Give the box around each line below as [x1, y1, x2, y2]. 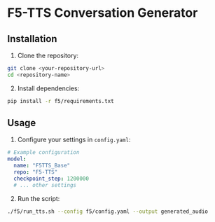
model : [7, 155, 27, 162]
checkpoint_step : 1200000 [13, 175, 90, 182]
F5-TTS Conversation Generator [7, 5, 198, 21]
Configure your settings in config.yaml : [17, 135, 131, 144]
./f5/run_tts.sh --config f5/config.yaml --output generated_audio [7, 208, 209, 215]
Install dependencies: [17, 84, 80, 92]
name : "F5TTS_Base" [13, 162, 71, 169]
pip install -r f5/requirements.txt [7, 97, 114, 104]
